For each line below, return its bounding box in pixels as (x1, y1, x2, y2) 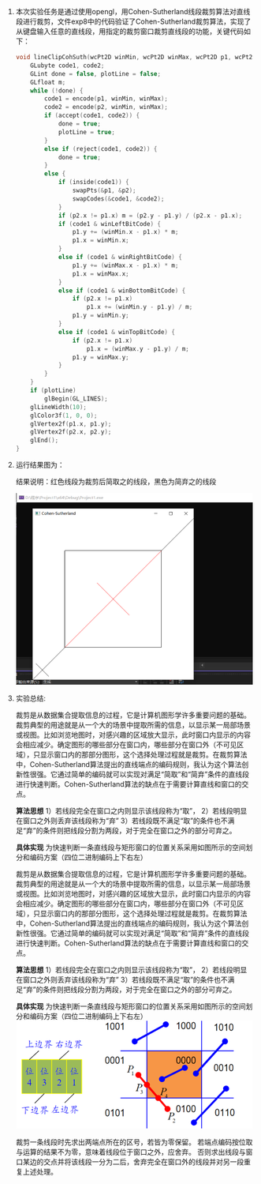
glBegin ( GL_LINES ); (44, 394, 108, 403)
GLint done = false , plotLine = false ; (30, 70, 162, 77)
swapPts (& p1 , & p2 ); (72, 186, 136, 194)
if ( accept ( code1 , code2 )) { (44, 111, 140, 120)
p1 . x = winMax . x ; (72, 269, 129, 278)
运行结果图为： (15, 460, 65, 469)
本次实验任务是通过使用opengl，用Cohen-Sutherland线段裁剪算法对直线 (15, 7, 251, 16)
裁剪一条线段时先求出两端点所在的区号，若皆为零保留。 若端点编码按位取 (15, 1137, 253, 1147)
